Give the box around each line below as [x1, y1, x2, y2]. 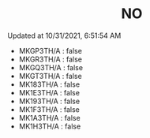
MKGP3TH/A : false [18, 46, 82, 55]
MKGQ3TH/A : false [18, 62, 84, 72]
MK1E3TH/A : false [18, 88, 81, 97]
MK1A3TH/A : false [18, 113, 81, 122]
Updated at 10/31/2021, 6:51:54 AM [7, 31, 122, 40]
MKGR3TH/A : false [18, 54, 82, 64]
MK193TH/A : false [18, 96, 81, 106]
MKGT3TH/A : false [18, 71, 82, 80]
